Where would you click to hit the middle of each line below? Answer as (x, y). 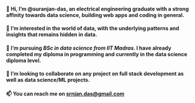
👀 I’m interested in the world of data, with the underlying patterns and (93, 28)
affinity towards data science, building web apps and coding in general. (95, 15)
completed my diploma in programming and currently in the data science (97, 54)
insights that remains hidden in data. (52, 35)
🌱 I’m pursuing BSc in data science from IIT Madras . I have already (89, 48)
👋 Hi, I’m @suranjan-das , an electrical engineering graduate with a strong (97, 9)
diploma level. (23, 60)
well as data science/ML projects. (48, 80)
